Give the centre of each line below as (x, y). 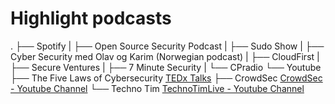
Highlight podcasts (91, 18)
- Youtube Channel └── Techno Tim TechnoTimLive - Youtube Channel (157, 88)
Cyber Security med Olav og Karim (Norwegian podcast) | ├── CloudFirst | (165, 56)
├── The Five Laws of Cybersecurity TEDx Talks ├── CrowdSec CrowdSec (166, 78)
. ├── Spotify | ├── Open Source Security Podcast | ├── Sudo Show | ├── (167, 46)
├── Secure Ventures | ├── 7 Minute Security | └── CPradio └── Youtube (166, 67)
